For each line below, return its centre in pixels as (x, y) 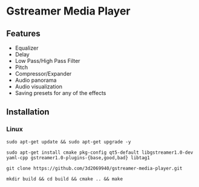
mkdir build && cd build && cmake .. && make (64, 179)
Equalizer (27, 48)
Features (23, 34)
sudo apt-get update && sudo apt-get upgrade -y (69, 142)
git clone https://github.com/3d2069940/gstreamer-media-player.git (94, 168)
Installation (28, 112)
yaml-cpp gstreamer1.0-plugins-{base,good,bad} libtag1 (78, 158)
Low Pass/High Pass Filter (47, 61)
